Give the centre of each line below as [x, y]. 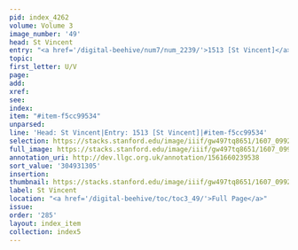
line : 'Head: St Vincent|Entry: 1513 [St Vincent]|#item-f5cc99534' [138, 133]
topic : [21, 59]
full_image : [31, 149]
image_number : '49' [45, 34]
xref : [19, 91]
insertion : [29, 174]
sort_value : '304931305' [55, 166]
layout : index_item [45, 223]
